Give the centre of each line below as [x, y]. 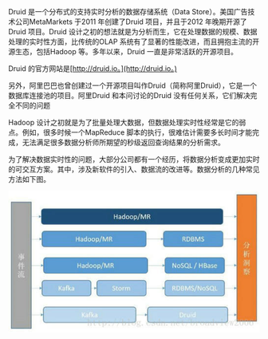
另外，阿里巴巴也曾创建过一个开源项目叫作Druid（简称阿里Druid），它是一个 [133, 85]
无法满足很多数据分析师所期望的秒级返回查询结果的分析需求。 [123, 142]
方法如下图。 [29, 179]
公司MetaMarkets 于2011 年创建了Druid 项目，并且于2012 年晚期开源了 [131, 22]
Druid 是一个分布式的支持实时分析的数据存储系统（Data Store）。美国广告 [128, 12]
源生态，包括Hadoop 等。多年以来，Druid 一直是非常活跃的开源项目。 [123, 51]
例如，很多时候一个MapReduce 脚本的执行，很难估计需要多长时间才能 [137, 132]
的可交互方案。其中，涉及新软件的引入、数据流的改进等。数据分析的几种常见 [134, 169]
